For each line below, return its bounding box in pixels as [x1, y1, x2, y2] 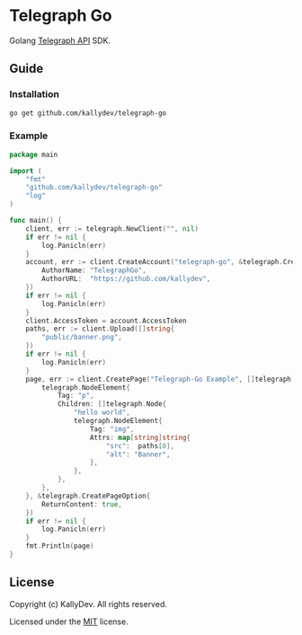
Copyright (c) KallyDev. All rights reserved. [9, 598, 168, 609]
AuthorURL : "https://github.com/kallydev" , [41, 275, 211, 284]
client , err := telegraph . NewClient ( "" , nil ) [25, 224, 200, 234]
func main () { [9, 216, 63, 225]
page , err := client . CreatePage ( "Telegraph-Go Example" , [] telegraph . [25, 375, 296, 384]
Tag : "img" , [89, 424, 135, 434]
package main [9, 150, 58, 159]
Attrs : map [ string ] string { [89, 433, 191, 442]
